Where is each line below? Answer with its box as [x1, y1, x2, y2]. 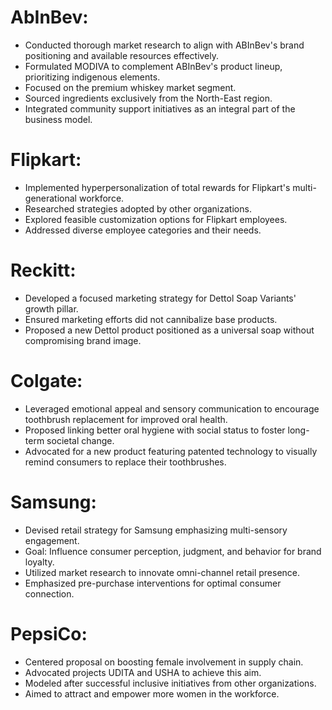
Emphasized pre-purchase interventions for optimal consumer [24, 577, 282, 589]
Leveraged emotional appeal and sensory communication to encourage [24, 402, 320, 415]
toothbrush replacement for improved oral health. [24, 413, 228, 425]
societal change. [46, 434, 115, 446]
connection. [24, 587, 75, 600]
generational [24, 192, 77, 204]
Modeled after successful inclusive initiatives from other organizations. [24, 677, 317, 689]
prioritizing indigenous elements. [24, 71, 161, 83]
